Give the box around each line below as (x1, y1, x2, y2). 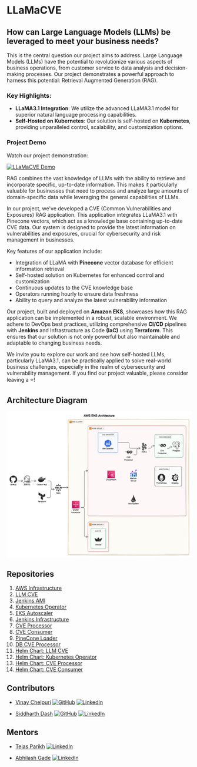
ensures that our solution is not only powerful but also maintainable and (6, 333, 180, 340)
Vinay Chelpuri (15, 699, 52, 706)
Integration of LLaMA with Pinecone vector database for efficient (15, 259, 173, 266)
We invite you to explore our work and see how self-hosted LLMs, (6, 351, 166, 358)
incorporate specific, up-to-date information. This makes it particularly (6, 181, 178, 188)
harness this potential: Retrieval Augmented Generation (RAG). (6, 77, 158, 84)
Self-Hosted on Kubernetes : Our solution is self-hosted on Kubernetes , (15, 117, 191, 124)
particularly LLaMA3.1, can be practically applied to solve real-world (6, 357, 171, 364)
